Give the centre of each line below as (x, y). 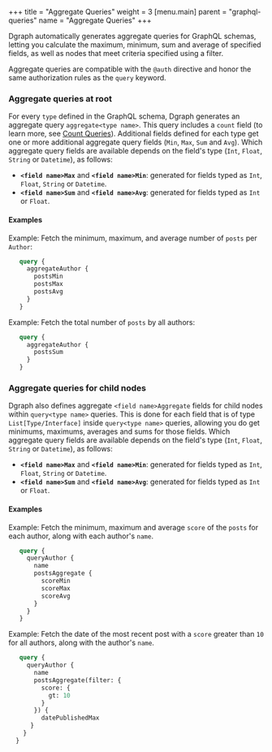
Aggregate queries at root (60, 98)
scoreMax (56, 588)
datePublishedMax (70, 718)
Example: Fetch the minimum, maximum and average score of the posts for (134, 527)
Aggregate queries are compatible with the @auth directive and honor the (130, 69)
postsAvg (48, 292)
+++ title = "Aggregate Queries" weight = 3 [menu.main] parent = (118, 12)
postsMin (48, 277)
